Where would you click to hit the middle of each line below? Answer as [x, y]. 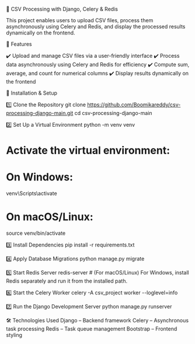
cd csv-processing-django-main [114, 113]
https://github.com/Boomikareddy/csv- [134, 105]
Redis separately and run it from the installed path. [67, 281]
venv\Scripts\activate [32, 193]
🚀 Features [19, 44]
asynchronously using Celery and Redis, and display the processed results [96, 27]
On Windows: [39, 177]
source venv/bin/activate [36, 233]
